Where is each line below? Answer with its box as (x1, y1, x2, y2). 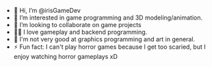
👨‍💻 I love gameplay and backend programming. (13, 28, 148, 36)
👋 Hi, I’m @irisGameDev (13, 7, 81, 14)
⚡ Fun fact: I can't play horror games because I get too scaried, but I (13, 43, 207, 51)
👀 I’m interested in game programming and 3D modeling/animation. (13, 14, 203, 22)
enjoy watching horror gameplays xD (13, 53, 118, 60)
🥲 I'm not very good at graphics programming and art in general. (13, 35, 196, 43)
